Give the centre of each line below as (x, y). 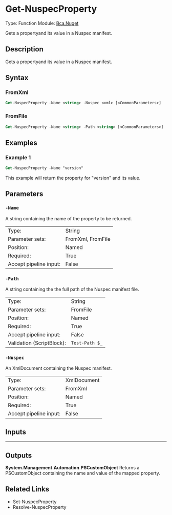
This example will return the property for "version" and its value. (73, 178)
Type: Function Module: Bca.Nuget (42, 23)
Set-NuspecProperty (35, 502)
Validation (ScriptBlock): (37, 343)
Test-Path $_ (87, 343)
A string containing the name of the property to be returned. (69, 218)
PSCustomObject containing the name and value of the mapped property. (83, 473)
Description (24, 49)
